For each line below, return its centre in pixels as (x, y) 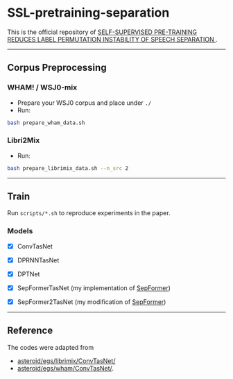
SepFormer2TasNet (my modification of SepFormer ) (92, 302)
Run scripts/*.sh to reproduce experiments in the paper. (89, 213)
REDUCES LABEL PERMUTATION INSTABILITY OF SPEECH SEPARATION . (113, 39)
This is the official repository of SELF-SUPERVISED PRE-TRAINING (102, 32)
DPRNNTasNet (38, 260)
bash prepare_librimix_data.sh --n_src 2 (68, 168)
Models (20, 231)
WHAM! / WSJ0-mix (42, 87)
